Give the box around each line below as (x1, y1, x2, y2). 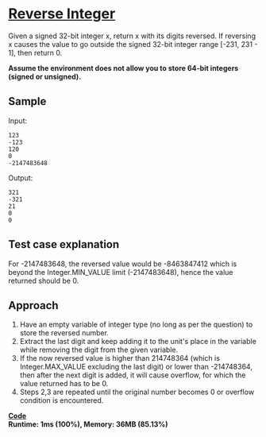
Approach (8, 299, 59, 312)
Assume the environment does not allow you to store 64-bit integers (8, 63, 239, 72)
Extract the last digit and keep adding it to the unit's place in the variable (19, 337, 256, 346)
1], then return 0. (8, 48, 63, 57)
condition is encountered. (19, 396, 104, 405)
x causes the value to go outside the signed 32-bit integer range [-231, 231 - (8, 39, 258, 48)
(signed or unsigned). (8, 72, 82, 81)
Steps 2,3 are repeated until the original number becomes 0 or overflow (19, 387, 255, 397)
